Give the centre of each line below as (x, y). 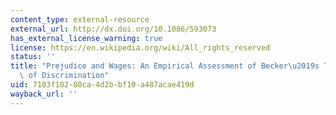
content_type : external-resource (80, 19)
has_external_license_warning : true (86, 38)
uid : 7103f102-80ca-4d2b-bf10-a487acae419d (102, 85)
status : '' (33, 57)
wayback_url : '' (44, 94)
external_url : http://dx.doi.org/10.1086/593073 (113, 29)
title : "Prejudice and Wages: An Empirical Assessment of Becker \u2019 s (165, 66)
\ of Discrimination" (64, 76)
